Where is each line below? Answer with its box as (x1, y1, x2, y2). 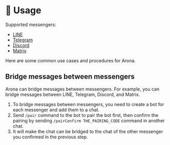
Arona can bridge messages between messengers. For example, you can (5, 86, 160, 92)
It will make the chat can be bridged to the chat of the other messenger (12, 128, 163, 134)
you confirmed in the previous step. (12, 134, 88, 140)
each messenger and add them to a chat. (12, 107, 100, 113)
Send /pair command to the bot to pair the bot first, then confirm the (12, 112, 159, 118)
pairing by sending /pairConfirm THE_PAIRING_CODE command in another (12, 117, 165, 124)
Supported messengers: (5, 21, 56, 28)
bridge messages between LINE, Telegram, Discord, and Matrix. (5, 91, 140, 98)
